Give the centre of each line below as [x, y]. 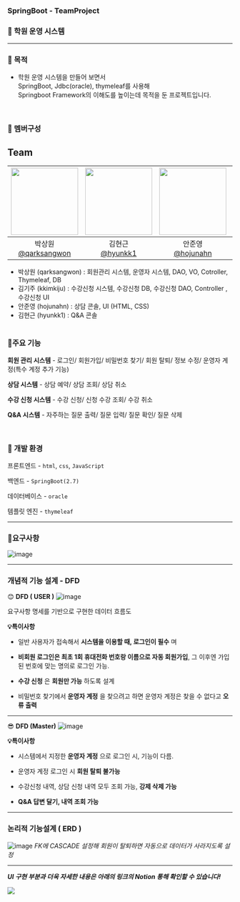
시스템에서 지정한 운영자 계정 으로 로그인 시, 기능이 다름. [95, 756]
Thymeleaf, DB [40, 280]
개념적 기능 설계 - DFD [44, 581]
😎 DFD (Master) [32, 726]
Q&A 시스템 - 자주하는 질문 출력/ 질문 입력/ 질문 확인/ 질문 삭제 [95, 415]
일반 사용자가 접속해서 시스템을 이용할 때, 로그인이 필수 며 [97, 642]
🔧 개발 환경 [25, 449]
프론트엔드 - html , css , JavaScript [56, 465]
